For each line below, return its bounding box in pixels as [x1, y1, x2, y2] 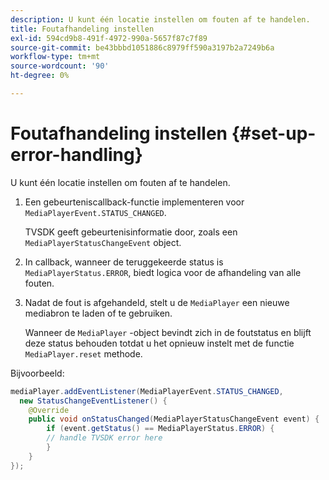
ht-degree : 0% [10, 71, 70, 81]
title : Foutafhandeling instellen [10, 24, 155, 34]
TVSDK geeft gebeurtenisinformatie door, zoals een [24, 226, 238, 238]
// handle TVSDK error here [46, 433, 163, 443]
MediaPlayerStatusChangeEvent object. [24, 236, 182, 248]
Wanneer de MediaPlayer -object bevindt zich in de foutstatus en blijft [24, 326, 312, 338]
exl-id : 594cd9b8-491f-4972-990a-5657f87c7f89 [10, 33, 208, 43]
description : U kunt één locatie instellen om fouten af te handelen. [10, 14, 311, 25]
